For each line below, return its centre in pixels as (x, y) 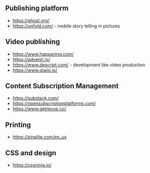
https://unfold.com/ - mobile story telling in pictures (66, 26)
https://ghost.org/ (31, 20)
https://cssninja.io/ (32, 165)
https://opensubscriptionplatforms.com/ (54, 104)
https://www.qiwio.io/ (35, 70)
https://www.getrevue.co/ (39, 109)
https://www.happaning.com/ (43, 54)
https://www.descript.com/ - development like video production (79, 65)
